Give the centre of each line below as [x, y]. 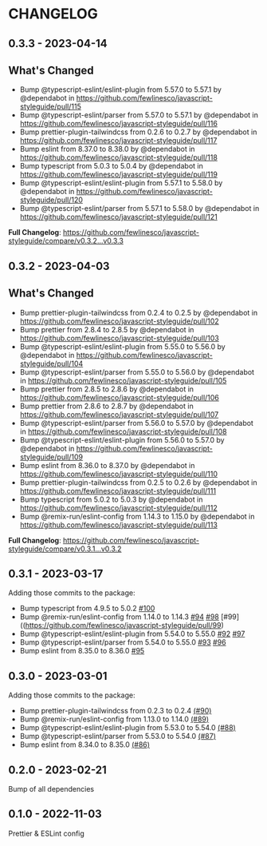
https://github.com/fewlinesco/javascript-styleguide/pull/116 [118, 124]
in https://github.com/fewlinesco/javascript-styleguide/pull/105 [123, 380]
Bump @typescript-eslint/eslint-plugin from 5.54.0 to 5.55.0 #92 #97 [132, 634]
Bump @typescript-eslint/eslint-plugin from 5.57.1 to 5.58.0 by [121, 183]
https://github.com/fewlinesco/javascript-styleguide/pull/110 [118, 474]
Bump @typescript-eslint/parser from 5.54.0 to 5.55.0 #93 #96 [123, 642]
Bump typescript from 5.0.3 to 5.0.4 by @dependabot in [111, 166]
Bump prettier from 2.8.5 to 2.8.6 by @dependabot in [106, 389]
